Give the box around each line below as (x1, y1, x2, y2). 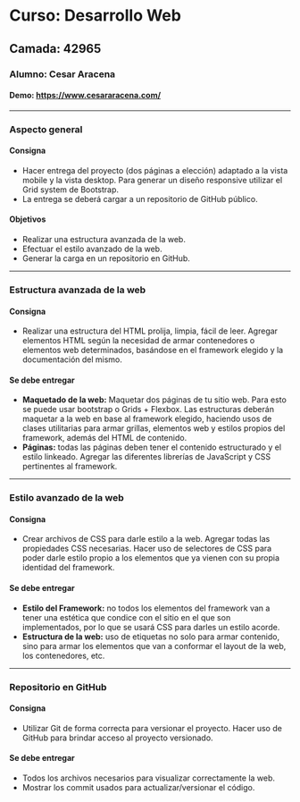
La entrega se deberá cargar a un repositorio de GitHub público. (21, 193, 258, 204)
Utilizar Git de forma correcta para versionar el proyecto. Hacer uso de (21, 722, 283, 733)
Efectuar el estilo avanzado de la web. (21, 243, 162, 255)
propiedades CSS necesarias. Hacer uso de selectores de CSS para (21, 543, 272, 554)
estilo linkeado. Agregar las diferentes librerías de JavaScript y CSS (21, 452, 271, 462)
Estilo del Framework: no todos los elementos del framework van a (21, 603, 271, 613)
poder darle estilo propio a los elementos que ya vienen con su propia (21, 553, 279, 563)
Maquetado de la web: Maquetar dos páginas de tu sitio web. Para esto (21, 394, 287, 405)
